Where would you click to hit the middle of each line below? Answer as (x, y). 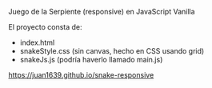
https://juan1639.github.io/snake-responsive (81, 75)
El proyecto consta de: (45, 27)
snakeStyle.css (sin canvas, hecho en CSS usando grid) (112, 51)
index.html (37, 42)
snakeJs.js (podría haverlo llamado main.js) (91, 60)
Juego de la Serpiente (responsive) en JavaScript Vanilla (102, 12)
